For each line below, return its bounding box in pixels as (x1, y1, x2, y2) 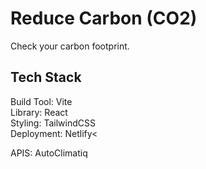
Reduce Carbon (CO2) (10, 7, 198, 30)
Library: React (10, 106, 68, 118)
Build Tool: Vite (10, 95, 73, 107)
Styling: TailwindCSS (10, 117, 96, 129)
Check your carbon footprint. (10, 40, 130, 52)
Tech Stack (10, 69, 82, 86)
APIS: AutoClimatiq (10, 147, 88, 159)
